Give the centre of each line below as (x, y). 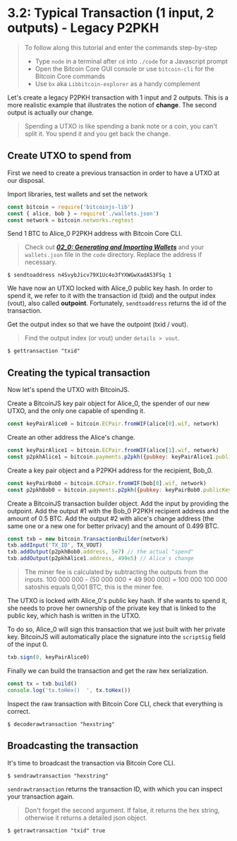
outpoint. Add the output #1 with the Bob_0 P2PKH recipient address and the (118, 511)
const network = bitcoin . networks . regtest (71, 220)
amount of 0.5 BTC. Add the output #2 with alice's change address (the (111, 518)
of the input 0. (28, 645)
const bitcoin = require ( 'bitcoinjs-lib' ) (71, 207)
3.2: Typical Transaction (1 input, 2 (111, 13)
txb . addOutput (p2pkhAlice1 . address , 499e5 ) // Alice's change (101, 559)
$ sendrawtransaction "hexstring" (58, 776)
